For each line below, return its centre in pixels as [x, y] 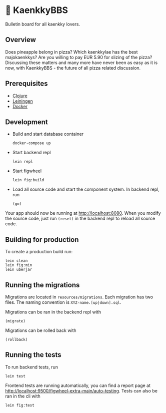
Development [27, 122]
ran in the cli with [23, 396]
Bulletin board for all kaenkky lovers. [43, 24]
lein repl [23, 162]
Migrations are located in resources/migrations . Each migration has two [79, 297]
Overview [21, 40]
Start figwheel [27, 171]
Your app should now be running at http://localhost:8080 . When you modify [83, 213]
